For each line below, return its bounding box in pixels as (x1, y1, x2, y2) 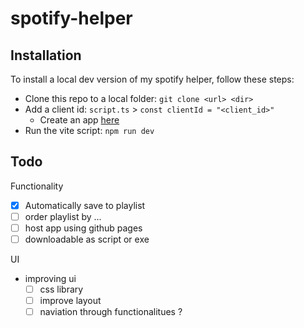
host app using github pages (24, 222, 143, 234)
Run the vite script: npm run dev (24, 125, 155, 136)
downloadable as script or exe (24, 233, 150, 245)
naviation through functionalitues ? (39, 306, 183, 318)
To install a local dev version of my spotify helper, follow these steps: (10, 73, 295, 85)
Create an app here (39, 114, 120, 126)
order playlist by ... (24, 210, 102, 222)
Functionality (10, 180, 64, 192)
